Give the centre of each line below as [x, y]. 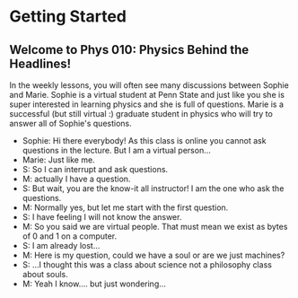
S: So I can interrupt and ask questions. [95, 169]
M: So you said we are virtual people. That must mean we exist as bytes [155, 227]
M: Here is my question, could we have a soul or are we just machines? [153, 255]
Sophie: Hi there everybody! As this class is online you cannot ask [144, 140]
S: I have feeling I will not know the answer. [102, 217]
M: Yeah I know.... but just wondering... [94, 284]
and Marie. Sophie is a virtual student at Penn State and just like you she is [147, 95]
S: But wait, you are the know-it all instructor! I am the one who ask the [153, 188]
